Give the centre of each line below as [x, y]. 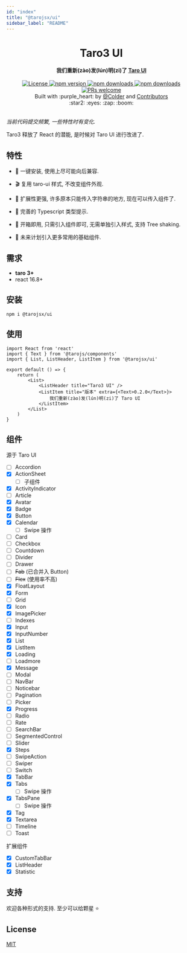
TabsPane [27, 798]
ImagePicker [30, 613]
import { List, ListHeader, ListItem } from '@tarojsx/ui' [82, 359]
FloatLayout [30, 586]
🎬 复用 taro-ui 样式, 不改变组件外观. [59, 184]
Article [23, 495]
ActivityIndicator [35, 488]
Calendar [26, 522]
